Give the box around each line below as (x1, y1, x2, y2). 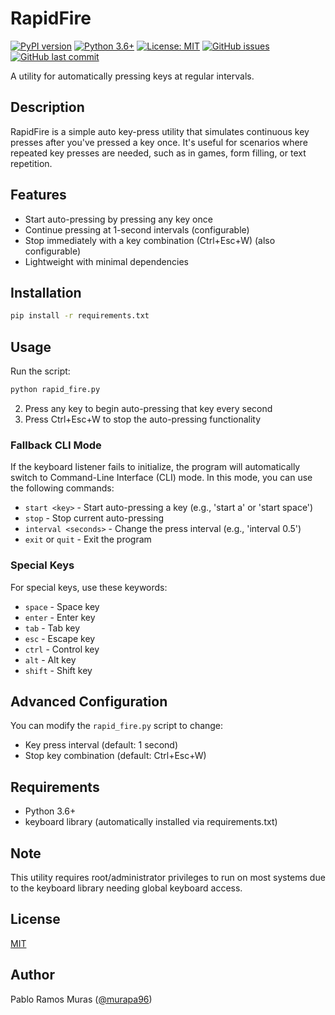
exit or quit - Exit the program (24, 533, 152, 546)
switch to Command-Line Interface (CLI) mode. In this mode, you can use (10, 472, 313, 484)
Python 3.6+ (24, 805, 77, 817)
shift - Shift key (24, 664, 93, 676)
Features (10, 187, 67, 204)
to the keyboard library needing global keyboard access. (10, 882, 243, 894)
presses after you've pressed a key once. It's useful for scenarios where (10, 136, 308, 148)
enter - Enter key (24, 611, 96, 623)
